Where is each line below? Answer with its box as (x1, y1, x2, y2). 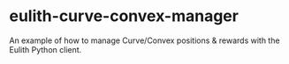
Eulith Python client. (9, 44, 82, 54)
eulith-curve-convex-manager (9, 6, 239, 26)
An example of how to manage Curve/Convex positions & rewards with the (9, 35, 280, 46)
